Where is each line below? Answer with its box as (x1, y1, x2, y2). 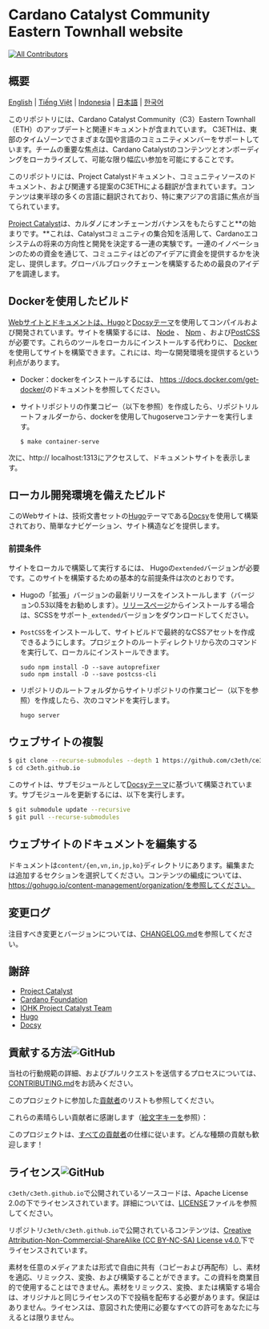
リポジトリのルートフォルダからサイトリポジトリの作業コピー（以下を (19, 685, 252, 695)
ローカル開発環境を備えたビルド (8, 488, 167, 502)
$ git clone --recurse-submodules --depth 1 (8, 756, 159, 765)
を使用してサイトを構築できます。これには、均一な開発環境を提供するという (8, 347, 260, 357)
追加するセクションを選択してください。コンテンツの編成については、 (14, 870, 247, 880)
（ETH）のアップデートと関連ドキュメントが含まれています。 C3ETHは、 (8, 124, 251, 134)
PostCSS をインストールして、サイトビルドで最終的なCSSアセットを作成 (19, 627, 255, 637)
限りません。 (35, 1313, 78, 1323)
